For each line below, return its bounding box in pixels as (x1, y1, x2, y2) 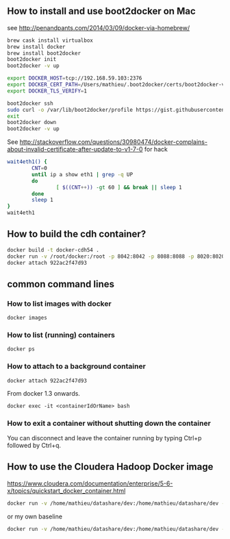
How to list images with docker (7, 298, 112, 308)
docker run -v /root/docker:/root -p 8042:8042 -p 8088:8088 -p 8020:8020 (7, 253, 225, 260)
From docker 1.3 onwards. (7, 389, 81, 397)
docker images (7, 315, 48, 322)
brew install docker (7, 43, 66, 50)
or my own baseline (7, 512, 63, 520)
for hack (144, 145, 168, 154)
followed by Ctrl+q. (7, 442, 62, 450)
